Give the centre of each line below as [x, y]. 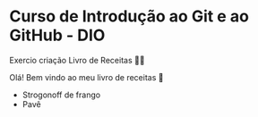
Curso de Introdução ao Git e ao [129, 17]
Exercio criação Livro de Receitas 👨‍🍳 [77, 60]
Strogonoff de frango [61, 95]
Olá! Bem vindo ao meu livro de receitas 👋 [86, 77]
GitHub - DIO [57, 35]
